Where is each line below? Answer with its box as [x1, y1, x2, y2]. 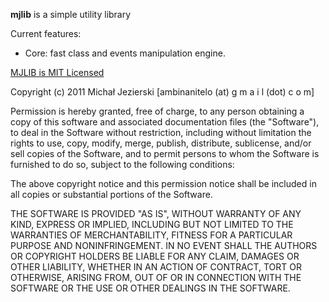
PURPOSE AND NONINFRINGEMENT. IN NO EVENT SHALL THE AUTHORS [10, 240, 318, 251]
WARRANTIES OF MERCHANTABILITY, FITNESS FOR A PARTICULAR [10, 229, 293, 241]
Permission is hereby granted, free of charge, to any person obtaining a [10, 105, 305, 117]
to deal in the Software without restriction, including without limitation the [10, 127, 312, 138]
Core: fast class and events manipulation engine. [24, 47, 226, 59]
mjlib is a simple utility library [10, 9, 132, 20]
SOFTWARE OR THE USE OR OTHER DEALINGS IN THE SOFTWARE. [10, 282, 291, 294]
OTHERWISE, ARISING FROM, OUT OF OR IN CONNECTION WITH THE [10, 272, 302, 283]
